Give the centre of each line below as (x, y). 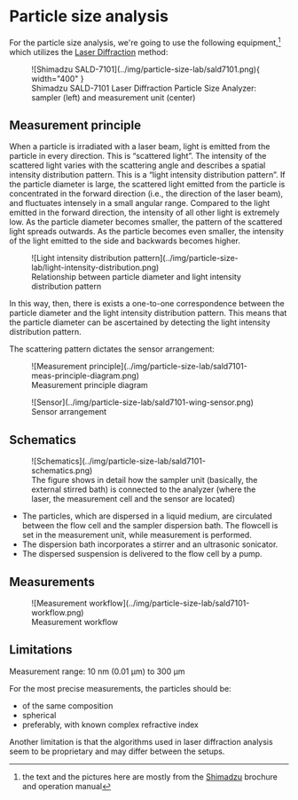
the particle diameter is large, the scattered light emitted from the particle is (147, 185)
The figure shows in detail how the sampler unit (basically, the (145, 480)
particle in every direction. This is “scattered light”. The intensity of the (138, 156)
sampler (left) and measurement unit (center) (114, 97)
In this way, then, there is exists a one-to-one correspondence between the (147, 304)
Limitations (41, 650)
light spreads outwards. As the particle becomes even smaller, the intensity (146, 232)
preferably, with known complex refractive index (110, 725)
